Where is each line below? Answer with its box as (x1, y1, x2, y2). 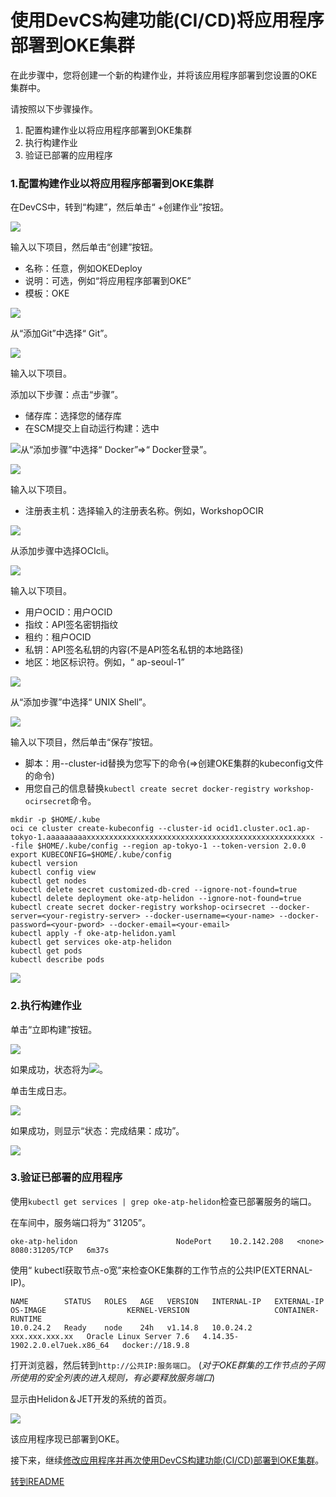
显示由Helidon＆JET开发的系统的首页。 (10, 1392, 173, 1405)
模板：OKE (24, 287, 70, 300)
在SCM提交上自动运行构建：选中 (24, 422, 160, 435)
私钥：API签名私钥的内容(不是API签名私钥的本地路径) (24, 644, 244, 656)
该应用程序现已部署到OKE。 (10, 1432, 125, 1445)
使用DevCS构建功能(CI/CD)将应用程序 (10, 9, 325, 32)
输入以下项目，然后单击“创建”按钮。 (10, 241, 159, 253)
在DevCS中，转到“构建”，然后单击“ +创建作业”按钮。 (10, 201, 229, 213)
